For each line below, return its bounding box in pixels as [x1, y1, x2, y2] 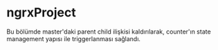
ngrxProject [6, 5, 77, 21]
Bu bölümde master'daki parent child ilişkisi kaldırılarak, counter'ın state [6, 27, 212, 36]
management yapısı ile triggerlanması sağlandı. [6, 34, 141, 42]
